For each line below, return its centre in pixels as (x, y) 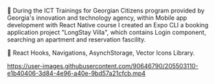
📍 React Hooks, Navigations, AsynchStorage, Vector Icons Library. (101, 53)
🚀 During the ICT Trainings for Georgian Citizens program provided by (106, 11)
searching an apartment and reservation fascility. (77, 40)
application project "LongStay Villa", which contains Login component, (107, 32)
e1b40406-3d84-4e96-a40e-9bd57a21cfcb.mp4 (77, 73)
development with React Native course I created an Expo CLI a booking (108, 25)
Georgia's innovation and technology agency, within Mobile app (97, 18)
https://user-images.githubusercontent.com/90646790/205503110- (103, 66)
